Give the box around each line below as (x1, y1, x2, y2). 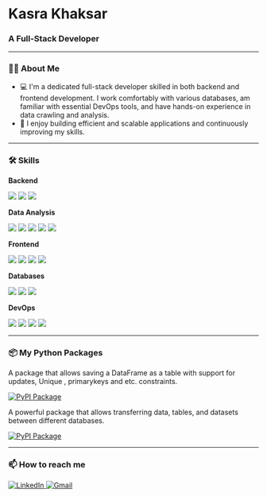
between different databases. (8, 416, 105, 425)
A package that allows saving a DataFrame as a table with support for (8, 368, 236, 378)
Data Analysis (8, 208, 56, 217)
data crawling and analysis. (19, 110, 110, 119)
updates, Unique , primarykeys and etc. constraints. (8, 377, 178, 386)
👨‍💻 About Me (8, 63, 60, 74)
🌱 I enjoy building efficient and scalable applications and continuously (19, 118, 249, 128)
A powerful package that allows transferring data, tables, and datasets (8, 407, 238, 417)
